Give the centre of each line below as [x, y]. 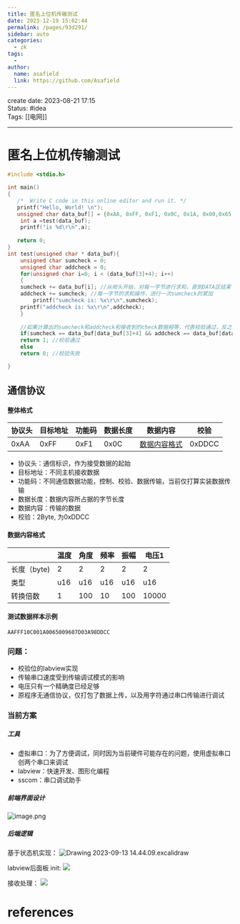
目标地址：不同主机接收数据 [59, 472]
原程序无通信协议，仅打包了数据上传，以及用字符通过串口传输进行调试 [121, 695]
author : [19, 67]
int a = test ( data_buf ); [56, 221]
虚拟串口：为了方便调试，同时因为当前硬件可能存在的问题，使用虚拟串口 [124, 753]
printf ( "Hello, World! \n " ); [60, 207]
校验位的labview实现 [48, 668]
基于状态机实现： [32, 853]
